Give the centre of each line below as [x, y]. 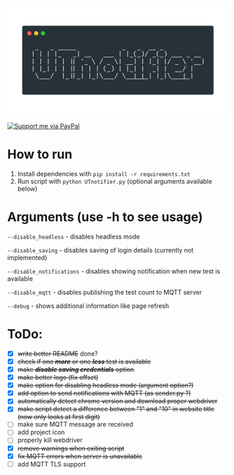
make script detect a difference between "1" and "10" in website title [116, 409]
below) [27, 189]
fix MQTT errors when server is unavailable [80, 456]
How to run [40, 155]
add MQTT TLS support [51, 464]
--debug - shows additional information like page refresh [88, 306]
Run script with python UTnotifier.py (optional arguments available [115, 181]
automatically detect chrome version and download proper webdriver [117, 401]
